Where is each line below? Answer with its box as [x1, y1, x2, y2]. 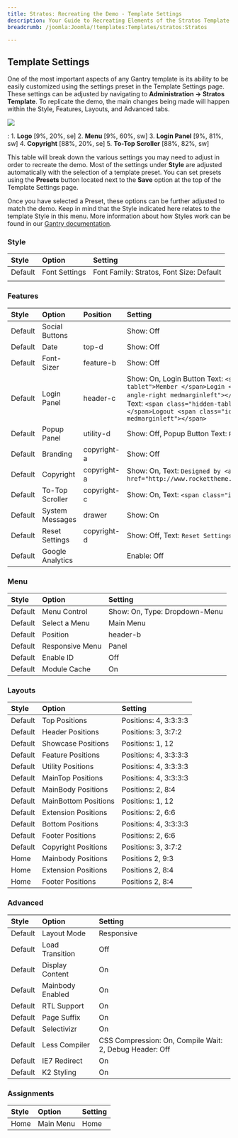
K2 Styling [42, 1067, 76, 1077]
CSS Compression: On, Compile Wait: [98, 1035, 223, 1045]
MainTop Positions [42, 773, 103, 783]
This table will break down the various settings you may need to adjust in [7, 153, 220, 161]
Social [42, 322, 63, 331]
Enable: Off [126, 550, 164, 560]
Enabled [42, 989, 69, 999]
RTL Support [42, 1001, 84, 1011]
